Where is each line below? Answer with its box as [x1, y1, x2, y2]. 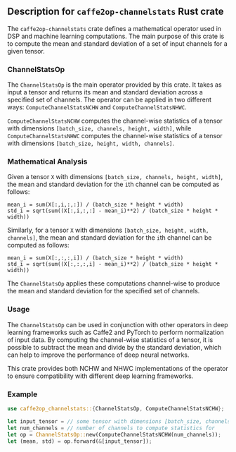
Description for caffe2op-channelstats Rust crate [7, 6, 224, 18]
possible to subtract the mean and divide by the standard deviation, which [7, 343, 222, 351]
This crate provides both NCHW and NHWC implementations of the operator [7, 364, 228, 372]
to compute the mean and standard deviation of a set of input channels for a [7, 39, 228, 48]
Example [7, 389, 38, 399]
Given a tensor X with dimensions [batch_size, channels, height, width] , [7, 173, 223, 181]
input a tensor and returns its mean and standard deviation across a [7, 88, 204, 97]
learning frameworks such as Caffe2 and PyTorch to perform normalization [7, 328, 225, 336]
